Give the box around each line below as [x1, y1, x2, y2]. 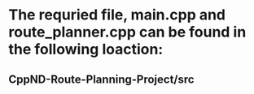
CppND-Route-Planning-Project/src [8, 72, 195, 86]
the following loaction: [8, 41, 164, 58]
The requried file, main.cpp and [8, 6, 226, 24]
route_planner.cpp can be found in [8, 23, 247, 41]
